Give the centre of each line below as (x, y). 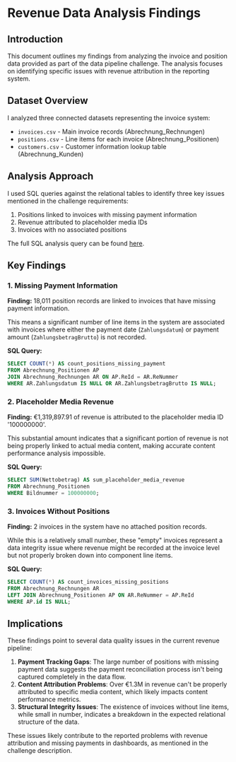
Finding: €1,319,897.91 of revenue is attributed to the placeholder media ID (116, 417)
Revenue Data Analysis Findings (104, 13)
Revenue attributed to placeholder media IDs (82, 222)
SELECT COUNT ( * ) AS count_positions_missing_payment (87, 364)
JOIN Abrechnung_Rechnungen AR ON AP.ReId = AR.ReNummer (93, 377)
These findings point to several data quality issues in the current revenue (114, 640)
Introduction (35, 39)
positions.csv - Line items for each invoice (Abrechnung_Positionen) (118, 139)
